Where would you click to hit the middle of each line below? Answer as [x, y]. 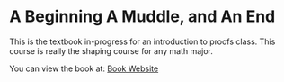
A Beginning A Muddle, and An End [142, 17]
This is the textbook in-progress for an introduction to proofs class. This [142, 41]
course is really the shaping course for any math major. [111, 50]
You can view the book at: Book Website [84, 68]
